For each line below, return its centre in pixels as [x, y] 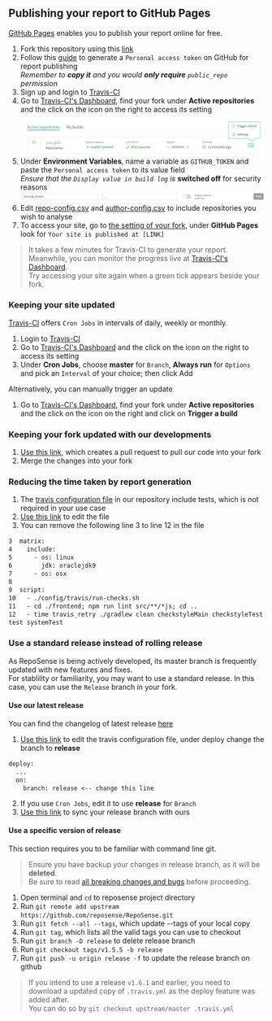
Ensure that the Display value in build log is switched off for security [140, 179]
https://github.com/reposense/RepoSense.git [97, 916]
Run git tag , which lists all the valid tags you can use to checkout [130, 932]
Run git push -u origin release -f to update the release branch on [135, 958]
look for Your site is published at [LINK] [92, 233]
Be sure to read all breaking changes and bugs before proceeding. [139, 882]
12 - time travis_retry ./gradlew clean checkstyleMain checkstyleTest [136, 615]
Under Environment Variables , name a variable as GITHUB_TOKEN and [134, 161]
